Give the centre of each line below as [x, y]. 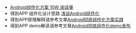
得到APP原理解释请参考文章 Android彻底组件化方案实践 [67, 19]
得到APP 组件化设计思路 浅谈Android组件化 [55, 13]
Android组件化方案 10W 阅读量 [42, 7]
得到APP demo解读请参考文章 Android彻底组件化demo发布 [70, 26]
